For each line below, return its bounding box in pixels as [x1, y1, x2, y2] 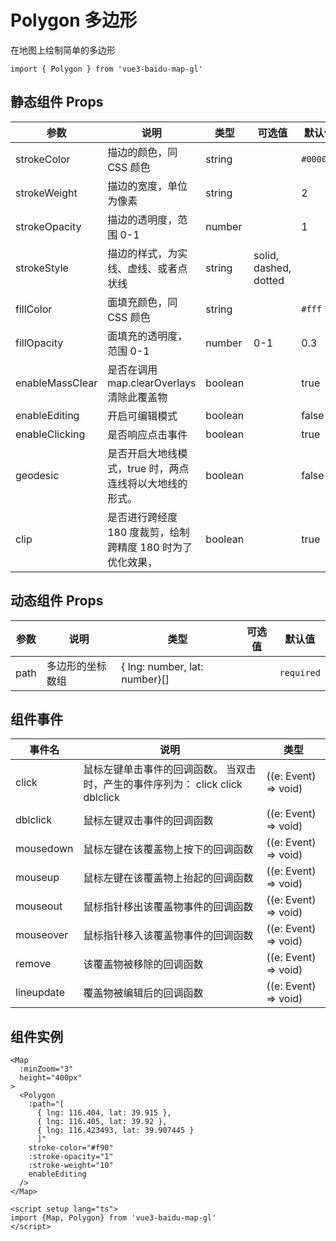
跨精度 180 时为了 [107, 540, 193, 554]
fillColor [15, 302, 53, 316]
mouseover [15, 928, 69, 942]
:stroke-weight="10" [28, 1161, 114, 1171]
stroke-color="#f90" [28, 1143, 114, 1153]
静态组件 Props [10, 94, 104, 111]
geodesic [15, 468, 60, 482]
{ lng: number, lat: [121, 659, 204, 673]
